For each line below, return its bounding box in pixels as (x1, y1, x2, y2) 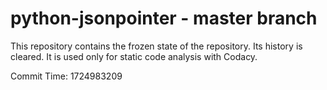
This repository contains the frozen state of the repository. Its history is (10, 40, 303, 52)
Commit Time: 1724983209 (10, 70, 123, 82)
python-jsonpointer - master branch (10, 7, 318, 30)
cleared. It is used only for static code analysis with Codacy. (10, 50, 258, 62)
